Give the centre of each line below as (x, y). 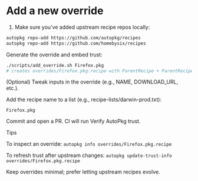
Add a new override (55, 11)
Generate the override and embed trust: (54, 55)
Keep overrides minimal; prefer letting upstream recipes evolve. (83, 172)
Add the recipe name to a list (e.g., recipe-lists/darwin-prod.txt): (84, 100)
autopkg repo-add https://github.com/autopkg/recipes (74, 38)
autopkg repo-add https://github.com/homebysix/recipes (76, 43)
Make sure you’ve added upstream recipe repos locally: (82, 27)
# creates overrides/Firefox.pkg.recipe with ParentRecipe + (83, 71)
